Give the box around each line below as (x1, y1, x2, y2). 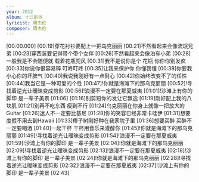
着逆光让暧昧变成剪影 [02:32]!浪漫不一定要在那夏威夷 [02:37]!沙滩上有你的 (6, 162, 189, 169)
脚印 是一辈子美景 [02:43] (6, 169, 70, 177)
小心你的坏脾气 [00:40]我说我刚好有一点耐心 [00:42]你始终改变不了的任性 (6, 72, 188, 79)
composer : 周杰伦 (6, 25, 46, 32)
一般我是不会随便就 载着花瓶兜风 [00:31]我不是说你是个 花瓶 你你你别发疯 (6, 57, 186, 64)
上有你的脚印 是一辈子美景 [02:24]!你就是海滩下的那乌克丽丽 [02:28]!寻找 (11, 155, 191, 162)
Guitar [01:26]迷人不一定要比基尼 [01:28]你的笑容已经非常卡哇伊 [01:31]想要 (6, 110, 191, 117)
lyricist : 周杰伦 (6, 20, 46, 26)
